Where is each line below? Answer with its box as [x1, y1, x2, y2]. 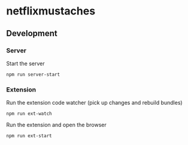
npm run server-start [6, 71, 60, 78]
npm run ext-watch [6, 111, 52, 117]
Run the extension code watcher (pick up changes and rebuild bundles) [6, 99, 183, 106]
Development [6, 28, 58, 39]
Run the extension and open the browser [6, 122, 107, 129]
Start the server [6, 60, 45, 67]
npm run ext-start [6, 133, 52, 139]
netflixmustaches [6, 4, 96, 18]
